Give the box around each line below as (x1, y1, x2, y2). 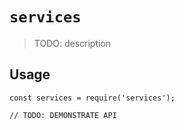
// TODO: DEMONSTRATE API (9, 110, 117, 120)
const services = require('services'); (9, 93, 176, 103)
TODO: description (33, 37, 112, 49)
